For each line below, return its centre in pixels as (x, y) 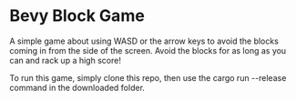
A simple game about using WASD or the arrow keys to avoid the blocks (144, 41)
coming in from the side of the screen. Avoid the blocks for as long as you (148, 50)
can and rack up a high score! (65, 60)
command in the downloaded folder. (77, 87)
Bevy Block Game (77, 16)
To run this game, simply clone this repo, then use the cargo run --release (148, 77)
